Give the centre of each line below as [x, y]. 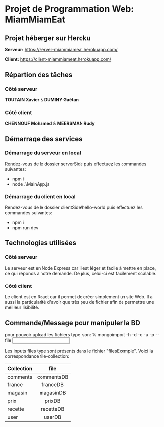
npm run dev [25, 227]
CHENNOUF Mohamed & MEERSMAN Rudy [50, 123]
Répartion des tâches [39, 75]
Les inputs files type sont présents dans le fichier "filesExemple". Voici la [79, 351]
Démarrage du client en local [40, 196]
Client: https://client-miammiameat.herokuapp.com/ [58, 59]
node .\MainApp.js [31, 184]
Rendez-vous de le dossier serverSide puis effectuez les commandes [76, 164]
